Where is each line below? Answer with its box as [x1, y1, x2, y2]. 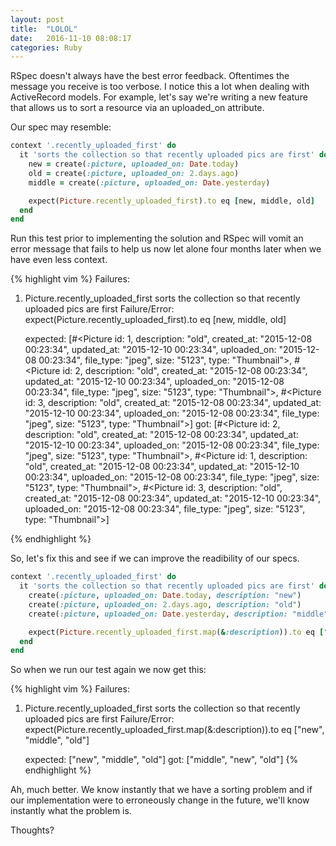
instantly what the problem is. [10, 805, 132, 817]
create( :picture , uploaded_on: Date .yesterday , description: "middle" [28, 609, 329, 619]
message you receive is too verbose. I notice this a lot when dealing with [10, 81, 310, 93]
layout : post [10, 14, 65, 25]
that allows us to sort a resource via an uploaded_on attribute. [10, 102, 265, 114]
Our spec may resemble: [10, 121, 112, 133]
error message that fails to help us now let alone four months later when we [10, 243, 322, 255]
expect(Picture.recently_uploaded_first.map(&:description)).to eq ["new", [24, 724, 325, 736]
